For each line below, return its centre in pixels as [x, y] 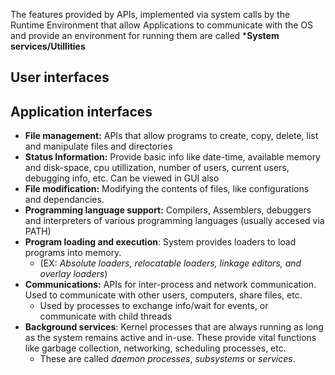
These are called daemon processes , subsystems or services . [167, 359]
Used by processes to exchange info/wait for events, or [154, 306]
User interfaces [60, 77]
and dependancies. [64, 200]
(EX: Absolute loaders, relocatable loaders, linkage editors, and [170, 263]
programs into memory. [73, 253]
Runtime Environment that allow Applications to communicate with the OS [161, 25]
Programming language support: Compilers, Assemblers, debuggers [168, 210]
